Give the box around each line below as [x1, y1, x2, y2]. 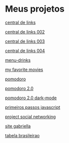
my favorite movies [5, 67, 44, 72]
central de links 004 [5, 48, 45, 54]
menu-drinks [5, 57, 31, 63]
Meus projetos [5, 3, 65, 15]
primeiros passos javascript [5, 104, 61, 110]
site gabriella [5, 123, 31, 129]
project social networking [5, 113, 56, 120]
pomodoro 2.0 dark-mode [5, 95, 57, 101]
